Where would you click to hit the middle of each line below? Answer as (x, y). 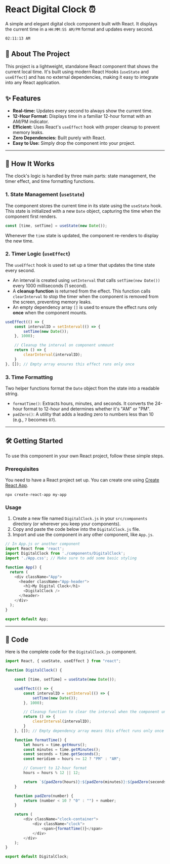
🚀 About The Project (37, 54)
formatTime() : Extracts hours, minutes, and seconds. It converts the (83, 404)
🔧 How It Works (30, 164)
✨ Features (23, 98)
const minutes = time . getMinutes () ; (62, 749)
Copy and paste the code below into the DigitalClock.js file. (76, 529)
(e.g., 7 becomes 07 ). (34, 420)
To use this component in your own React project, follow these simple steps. (85, 456)
